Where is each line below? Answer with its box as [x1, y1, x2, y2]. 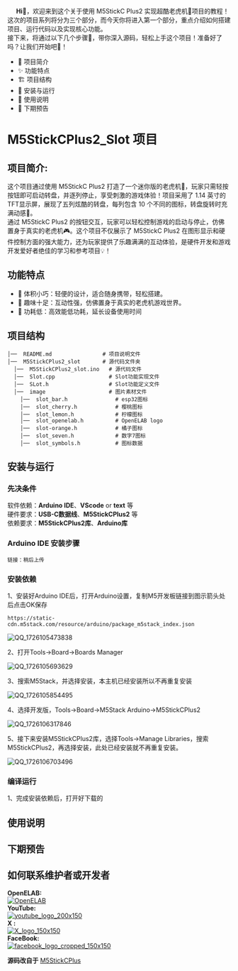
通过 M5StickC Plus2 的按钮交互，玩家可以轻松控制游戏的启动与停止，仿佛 [7, 218, 225, 226]
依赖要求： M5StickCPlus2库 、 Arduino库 [7, 519, 128, 527]
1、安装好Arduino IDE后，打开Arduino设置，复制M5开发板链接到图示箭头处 [7, 591, 226, 600]
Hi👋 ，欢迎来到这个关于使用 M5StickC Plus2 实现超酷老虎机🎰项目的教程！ [16, 7, 229, 15]
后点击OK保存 [7, 600, 48, 609]
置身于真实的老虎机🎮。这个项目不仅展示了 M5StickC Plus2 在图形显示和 [7, 226, 220, 235]
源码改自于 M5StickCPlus [7, 956, 81, 965]
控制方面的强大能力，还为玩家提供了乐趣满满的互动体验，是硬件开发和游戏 [13, 238, 231, 246]
